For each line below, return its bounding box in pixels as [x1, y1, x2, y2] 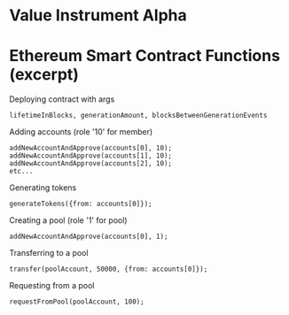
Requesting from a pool [9, 280, 95, 291]
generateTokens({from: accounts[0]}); [9, 200, 152, 209]
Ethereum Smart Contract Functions [9, 46, 281, 66]
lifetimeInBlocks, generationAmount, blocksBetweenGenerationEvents [9, 111, 268, 120]
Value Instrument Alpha [9, 5, 188, 26]
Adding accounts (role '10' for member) [9, 127, 153, 137]
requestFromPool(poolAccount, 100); [9, 297, 144, 306]
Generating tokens [9, 182, 77, 193]
